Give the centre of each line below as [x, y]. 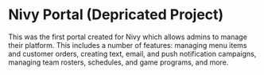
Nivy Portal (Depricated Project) [116, 15]
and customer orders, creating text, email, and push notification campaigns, [132, 53]
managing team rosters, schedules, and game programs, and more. [118, 62]
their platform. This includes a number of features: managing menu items [128, 45]
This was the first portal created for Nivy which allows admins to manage [128, 37]
